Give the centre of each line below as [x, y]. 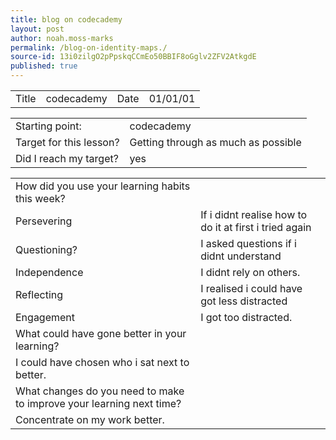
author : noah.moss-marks [62, 38]
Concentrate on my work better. [90, 419]
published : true [44, 66]
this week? [40, 198]
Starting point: [48, 126]
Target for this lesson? [67, 142]
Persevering [44, 221]
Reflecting [39, 294]
